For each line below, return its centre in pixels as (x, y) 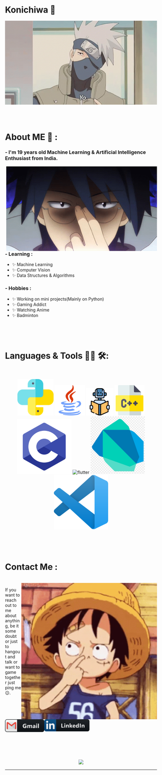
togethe (13, 677)
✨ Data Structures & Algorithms (43, 275)
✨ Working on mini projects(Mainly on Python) (58, 299)
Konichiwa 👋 (30, 10)
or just (11, 641)
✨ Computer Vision (31, 270)
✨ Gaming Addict (29, 304)
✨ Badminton (25, 315)
